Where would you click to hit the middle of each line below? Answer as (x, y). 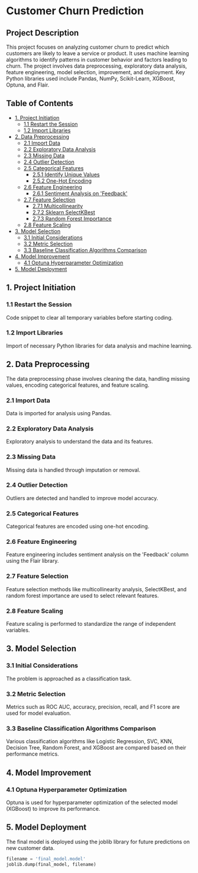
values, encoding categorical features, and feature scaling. (78, 385)
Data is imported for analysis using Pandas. (59, 413)
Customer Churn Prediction (75, 11)
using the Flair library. (33, 561)
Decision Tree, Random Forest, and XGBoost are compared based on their (96, 748)
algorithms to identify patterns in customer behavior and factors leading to (97, 60)
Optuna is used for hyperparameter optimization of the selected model (92, 802)
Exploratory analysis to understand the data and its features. (80, 442)
